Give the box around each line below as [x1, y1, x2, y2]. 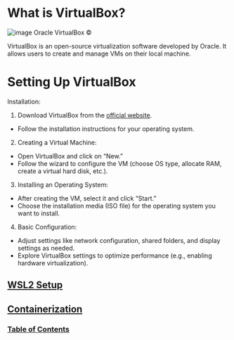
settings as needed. [17, 244, 75, 252]
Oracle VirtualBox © [34, 28, 92, 37]
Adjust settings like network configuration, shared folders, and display [17, 236, 221, 244]
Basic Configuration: [17, 222, 77, 231]
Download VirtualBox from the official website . [17, 111, 152, 119]
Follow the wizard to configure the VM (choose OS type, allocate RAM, [17, 159, 222, 168]
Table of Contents [7, 324, 70, 334]
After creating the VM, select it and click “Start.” [17, 194, 157, 202]
